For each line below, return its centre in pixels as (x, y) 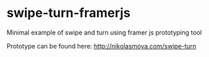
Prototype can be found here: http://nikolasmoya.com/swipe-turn (102, 46)
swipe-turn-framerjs (69, 13)
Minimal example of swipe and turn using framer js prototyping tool (104, 32)
